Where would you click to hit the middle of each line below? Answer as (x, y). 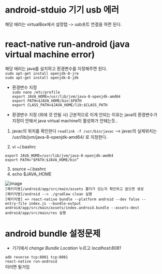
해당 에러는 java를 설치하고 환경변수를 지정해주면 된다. (56, 68)
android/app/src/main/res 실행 (36, 213)
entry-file (16, 203)
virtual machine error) (50, 55)
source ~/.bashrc (29, 169)
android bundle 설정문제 (53, 234)
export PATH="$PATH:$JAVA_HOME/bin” (42, 160)
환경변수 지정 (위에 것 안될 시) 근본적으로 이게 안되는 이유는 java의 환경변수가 (85, 114)
